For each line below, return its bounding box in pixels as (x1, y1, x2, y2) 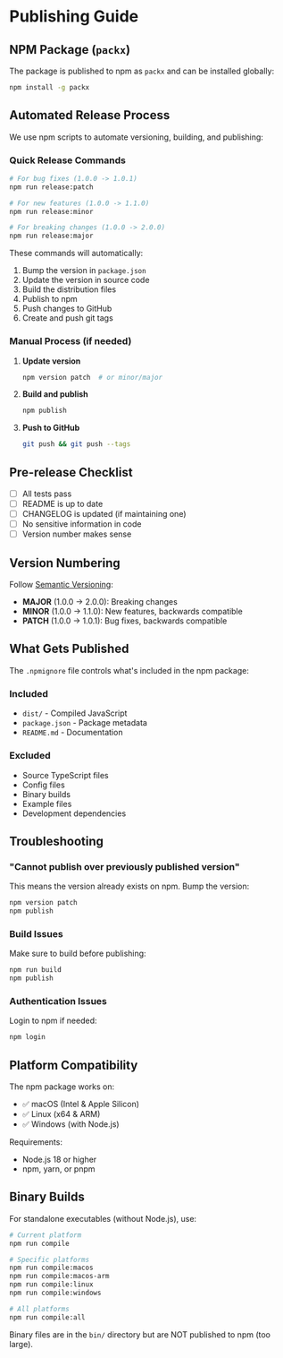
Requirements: (9, 1136, 62, 1147)
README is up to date (21, 499, 104, 510)
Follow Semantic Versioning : (9, 580, 114, 590)
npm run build (9, 966, 62, 975)
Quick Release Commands (9, 154, 127, 167)
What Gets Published (9, 641, 129, 657)
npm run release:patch (9, 182, 94, 192)
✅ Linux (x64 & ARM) (21, 1108, 101, 1119)
